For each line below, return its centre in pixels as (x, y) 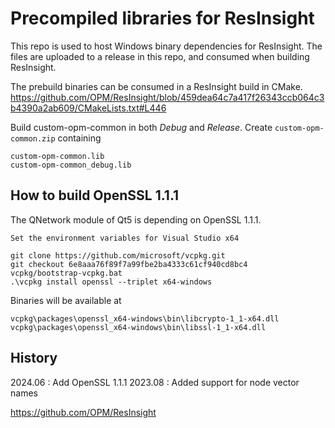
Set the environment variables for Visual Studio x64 (125, 238)
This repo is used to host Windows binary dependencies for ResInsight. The (166, 46)
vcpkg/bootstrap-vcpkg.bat (66, 273)
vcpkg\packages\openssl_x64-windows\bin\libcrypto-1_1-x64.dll (145, 318)
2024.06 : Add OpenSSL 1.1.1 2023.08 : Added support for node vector (155, 382)
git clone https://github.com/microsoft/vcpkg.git (118, 255)
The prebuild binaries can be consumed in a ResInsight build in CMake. (156, 86)
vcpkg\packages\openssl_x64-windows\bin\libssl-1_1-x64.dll (138, 327)
